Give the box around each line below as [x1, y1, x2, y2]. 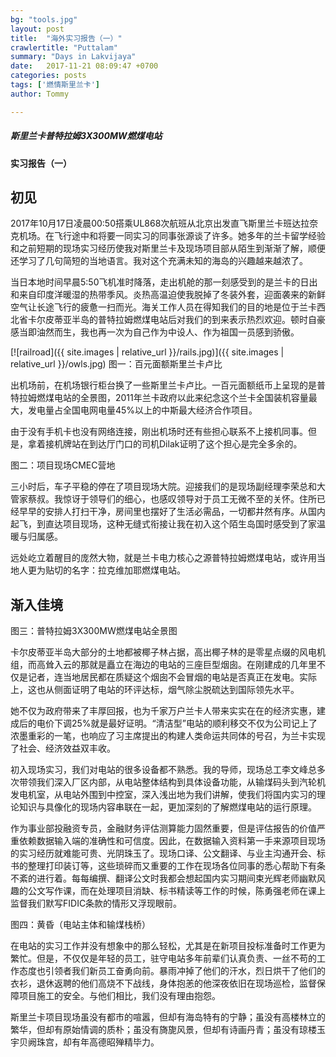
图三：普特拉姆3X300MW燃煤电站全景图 [10, 625, 178, 637]
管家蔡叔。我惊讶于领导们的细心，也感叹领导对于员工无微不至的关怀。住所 [10, 493, 317, 505]
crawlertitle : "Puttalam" [10, 42, 118, 53]
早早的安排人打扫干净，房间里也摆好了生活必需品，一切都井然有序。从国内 [18, 506, 326, 518]
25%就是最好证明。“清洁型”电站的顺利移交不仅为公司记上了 [71, 717, 318, 730]
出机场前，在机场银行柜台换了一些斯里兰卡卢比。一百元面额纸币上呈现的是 [10, 379, 317, 391]
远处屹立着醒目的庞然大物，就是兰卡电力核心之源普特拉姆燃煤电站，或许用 [10, 552, 317, 564]
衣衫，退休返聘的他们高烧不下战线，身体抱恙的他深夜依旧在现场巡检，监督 [10, 977, 317, 990]
